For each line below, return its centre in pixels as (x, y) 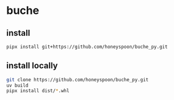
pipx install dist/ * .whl (38, 91)
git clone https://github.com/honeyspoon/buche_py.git (78, 79)
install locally (32, 66)
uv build (17, 85)
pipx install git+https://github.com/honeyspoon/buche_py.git (87, 47)
